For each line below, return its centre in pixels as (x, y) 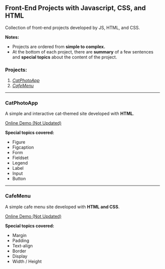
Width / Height (27, 261)
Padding (21, 241)
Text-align (22, 245)
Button (19, 179)
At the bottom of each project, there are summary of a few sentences (83, 52)
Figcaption (23, 147)
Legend (20, 163)
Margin (19, 235)
